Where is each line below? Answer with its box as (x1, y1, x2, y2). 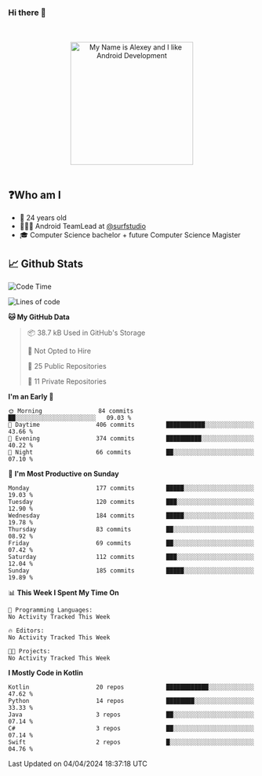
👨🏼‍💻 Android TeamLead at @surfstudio (19, 222, 147, 231)
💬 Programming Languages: (8, 605, 93, 614)
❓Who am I (8, 188, 61, 201)
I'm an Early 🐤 (8, 392, 54, 401)
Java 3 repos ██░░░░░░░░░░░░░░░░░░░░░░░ (8, 711, 255, 719)
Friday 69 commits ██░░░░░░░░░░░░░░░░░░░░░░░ (8, 539, 255, 547)
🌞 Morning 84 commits (8, 406, 134, 415)
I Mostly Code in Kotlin (8, 668, 84, 677)
